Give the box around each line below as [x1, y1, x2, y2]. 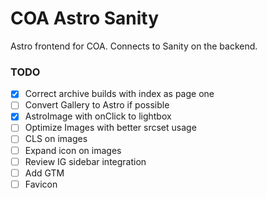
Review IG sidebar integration [24, 155, 147, 167]
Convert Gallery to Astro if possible [24, 99, 170, 111]
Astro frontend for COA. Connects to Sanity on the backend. [10, 40, 258, 52]
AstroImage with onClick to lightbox [24, 110, 172, 122]
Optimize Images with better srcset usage [24, 122, 197, 134]
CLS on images [24, 133, 88, 145]
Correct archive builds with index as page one [24, 88, 215, 100]
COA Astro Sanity [10, 7, 160, 30]
